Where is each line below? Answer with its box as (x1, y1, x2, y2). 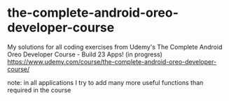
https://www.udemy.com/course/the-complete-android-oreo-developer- (7, 57, 217, 65)
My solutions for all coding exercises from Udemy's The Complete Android (7, 42, 223, 51)
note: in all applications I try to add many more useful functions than (7, 78, 204, 86)
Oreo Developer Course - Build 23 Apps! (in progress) (7, 50, 163, 59)
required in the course (7, 86, 71, 94)
